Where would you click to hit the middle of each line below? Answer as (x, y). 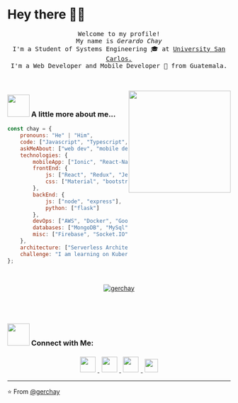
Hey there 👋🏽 (46, 15)
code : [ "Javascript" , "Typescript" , (74, 142)
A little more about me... (73, 114)
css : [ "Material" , (72, 182)
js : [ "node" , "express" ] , (83, 201)
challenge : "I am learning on (65, 254)
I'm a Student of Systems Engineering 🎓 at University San (119, 49)
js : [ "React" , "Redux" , (80, 175)
